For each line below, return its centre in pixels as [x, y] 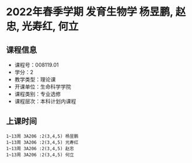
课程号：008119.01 [37, 65]
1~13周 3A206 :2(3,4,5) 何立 [40, 155]
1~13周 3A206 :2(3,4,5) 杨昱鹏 [42, 136]
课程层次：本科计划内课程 [45, 101]
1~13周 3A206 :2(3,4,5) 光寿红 [42, 142]
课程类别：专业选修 [38, 94]
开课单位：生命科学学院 [43, 87]
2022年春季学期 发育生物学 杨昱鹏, [90, 12]
